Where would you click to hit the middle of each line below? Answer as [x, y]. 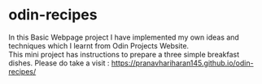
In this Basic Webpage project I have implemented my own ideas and [124, 37]
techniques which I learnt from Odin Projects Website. [99, 45]
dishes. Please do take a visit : [59, 63]
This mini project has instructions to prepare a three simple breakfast [124, 54]
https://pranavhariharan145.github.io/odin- [182, 63]
